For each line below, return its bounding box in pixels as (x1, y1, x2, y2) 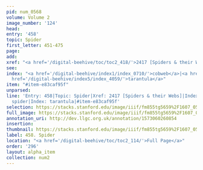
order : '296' (6, 143, 39, 150)
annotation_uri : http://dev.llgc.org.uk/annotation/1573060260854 (6, 115, 177, 121)
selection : (6, 104, 34, 110)
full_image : (6, 110, 36, 116)
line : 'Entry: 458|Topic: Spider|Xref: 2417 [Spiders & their (6, 93, 166, 99)
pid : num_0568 (6, 8, 42, 15)
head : (6, 25, 20, 32)
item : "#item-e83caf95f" (6, 82, 69, 88)
